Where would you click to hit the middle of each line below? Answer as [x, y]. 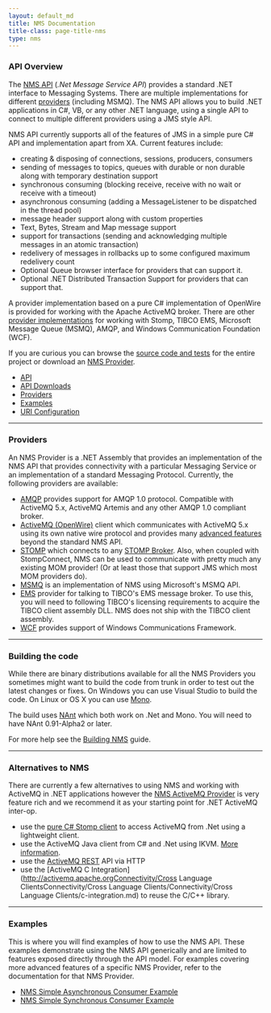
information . [40, 852]
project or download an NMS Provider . [72, 361]
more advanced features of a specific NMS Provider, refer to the [115, 967]
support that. [42, 287]
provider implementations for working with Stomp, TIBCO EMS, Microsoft [130, 320]
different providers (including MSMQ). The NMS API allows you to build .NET [135, 101]
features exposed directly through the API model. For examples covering [129, 959]
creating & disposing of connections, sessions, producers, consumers [136, 158]
